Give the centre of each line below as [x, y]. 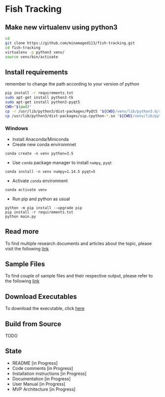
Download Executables [41, 296]
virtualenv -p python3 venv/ [35, 52]
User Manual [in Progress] [39, 384]
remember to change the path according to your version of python [72, 84]
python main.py [21, 216]
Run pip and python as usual [41, 199]
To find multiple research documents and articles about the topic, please [79, 243]
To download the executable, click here [45, 308]
